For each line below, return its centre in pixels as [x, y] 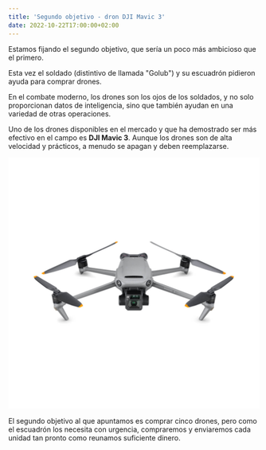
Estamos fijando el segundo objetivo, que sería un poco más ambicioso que [132, 49]
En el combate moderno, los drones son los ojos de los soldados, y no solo [131, 96]
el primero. [26, 57]
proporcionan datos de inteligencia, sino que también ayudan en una [121, 105]
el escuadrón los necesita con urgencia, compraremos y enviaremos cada [129, 429]
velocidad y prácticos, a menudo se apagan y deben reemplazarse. [119, 146]
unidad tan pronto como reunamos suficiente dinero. [94, 437]
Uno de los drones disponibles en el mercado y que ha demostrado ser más [133, 129]
